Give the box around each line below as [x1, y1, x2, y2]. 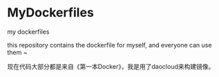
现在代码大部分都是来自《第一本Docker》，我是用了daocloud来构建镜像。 [7, 62, 215, 70]
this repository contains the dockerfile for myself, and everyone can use [7, 41, 212, 49]
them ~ [7, 48, 28, 56]
